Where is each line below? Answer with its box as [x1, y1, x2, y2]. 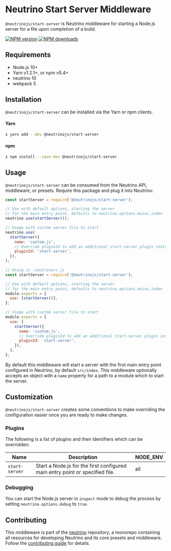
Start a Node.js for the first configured [35, 462, 127, 469]
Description [68, 453, 98, 461]
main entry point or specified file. [35, 469, 115, 476]
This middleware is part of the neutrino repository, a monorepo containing [5, 530, 160, 536]
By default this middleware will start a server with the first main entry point [5, 362, 161, 368]
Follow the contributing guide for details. [5, 540, 90, 546]
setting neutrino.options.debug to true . [5, 501, 88, 507]
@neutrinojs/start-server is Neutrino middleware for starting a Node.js [5, 20, 155, 27]
